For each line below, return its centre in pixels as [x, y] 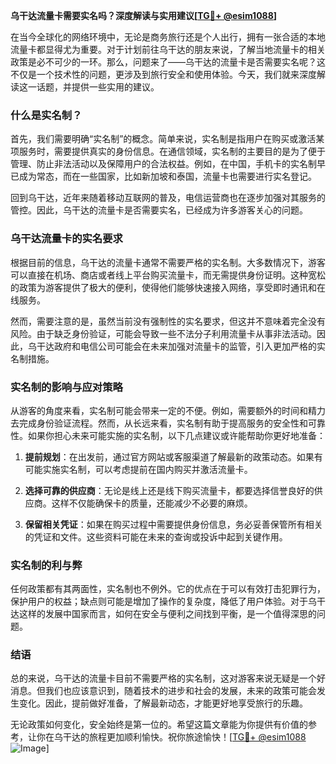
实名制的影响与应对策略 [66, 387]
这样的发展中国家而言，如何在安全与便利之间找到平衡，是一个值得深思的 [167, 614]
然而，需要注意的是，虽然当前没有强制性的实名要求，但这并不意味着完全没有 [168, 321]
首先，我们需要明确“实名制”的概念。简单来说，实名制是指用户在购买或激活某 [167, 139]
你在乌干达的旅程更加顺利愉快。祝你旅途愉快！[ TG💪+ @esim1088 [171, 737]
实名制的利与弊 [46, 565]
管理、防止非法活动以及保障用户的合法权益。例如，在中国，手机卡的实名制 [163, 164]
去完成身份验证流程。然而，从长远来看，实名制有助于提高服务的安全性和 [159, 423]
